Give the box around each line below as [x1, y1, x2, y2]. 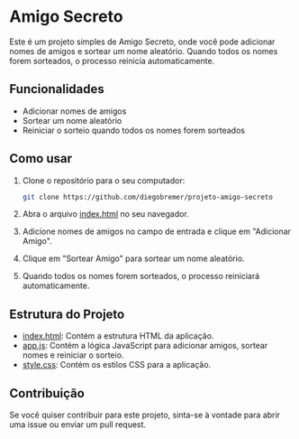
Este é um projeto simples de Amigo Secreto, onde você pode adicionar [9, 36, 276, 47]
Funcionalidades [9, 81, 105, 97]
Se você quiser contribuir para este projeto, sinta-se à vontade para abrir [9, 409, 281, 421]
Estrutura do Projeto [9, 306, 125, 322]
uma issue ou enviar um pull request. [9, 419, 147, 430]
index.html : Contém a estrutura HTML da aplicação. [22, 331, 214, 341]
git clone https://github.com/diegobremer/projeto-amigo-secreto [22, 192, 273, 201]
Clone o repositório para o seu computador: [22, 174, 186, 186]
